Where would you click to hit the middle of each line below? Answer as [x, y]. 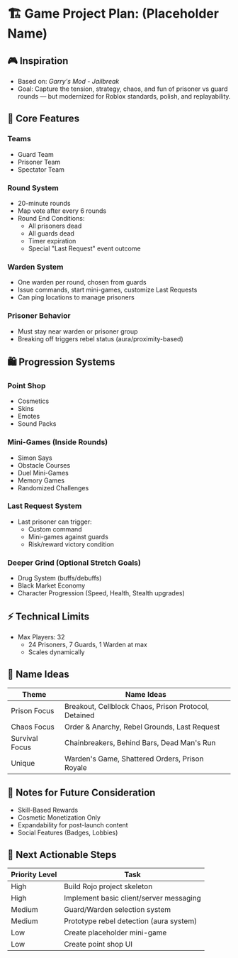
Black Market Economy [51, 585]
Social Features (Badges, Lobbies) [68, 832]
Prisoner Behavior [39, 316]
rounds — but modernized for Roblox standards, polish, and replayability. [124, 96]
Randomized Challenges [53, 488]
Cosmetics [33, 401]
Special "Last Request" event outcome [84, 248]
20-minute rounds [44, 203]
